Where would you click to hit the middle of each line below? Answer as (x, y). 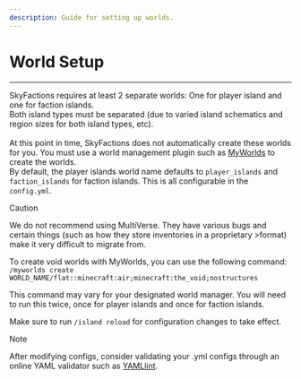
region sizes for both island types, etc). (82, 124)
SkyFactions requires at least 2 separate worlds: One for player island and (146, 95)
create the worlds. (43, 161)
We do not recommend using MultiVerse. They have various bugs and (138, 225)
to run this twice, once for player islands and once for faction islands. (137, 304)
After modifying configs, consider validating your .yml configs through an (144, 356)
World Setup (57, 61)
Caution (24, 208)
